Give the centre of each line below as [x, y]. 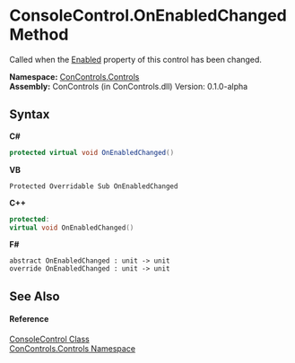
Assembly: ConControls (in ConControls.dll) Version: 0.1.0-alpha [129, 86]
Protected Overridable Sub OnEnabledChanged [94, 186]
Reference [29, 319]
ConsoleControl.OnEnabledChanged [148, 16]
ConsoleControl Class [49, 339]
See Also [35, 296]
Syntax [30, 114]
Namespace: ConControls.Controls [74, 76]
